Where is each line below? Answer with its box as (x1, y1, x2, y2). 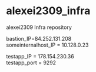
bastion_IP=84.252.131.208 (6, 35, 72, 42)
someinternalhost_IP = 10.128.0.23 (6, 41, 89, 48)
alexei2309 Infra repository (6, 24, 72, 31)
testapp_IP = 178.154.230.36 (6, 53, 75, 60)
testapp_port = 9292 (6, 59, 57, 66)
